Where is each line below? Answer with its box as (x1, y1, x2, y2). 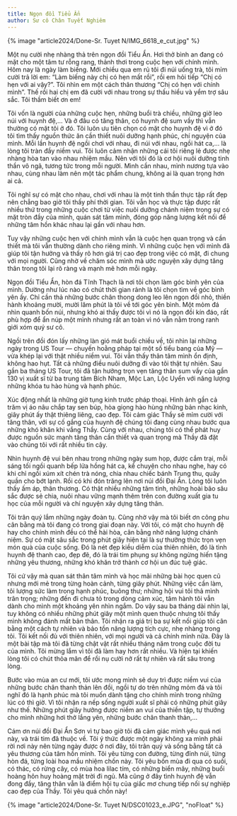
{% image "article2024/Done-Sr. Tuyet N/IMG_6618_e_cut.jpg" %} (7, 36, 200, 45)
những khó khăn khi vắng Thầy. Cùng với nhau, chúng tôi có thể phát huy (7, 425, 221, 433)
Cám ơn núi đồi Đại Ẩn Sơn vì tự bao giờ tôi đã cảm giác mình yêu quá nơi (7, 726, 221, 735)
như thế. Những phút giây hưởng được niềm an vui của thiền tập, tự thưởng (7, 705, 225, 714)
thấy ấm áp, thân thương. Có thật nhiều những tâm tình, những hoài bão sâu (7, 484, 228, 492)
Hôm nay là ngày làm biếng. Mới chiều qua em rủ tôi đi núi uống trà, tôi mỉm (7, 65, 228, 74)
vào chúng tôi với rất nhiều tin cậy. (7, 440, 108, 449)
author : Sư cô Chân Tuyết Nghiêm (7, 17, 106, 24)
